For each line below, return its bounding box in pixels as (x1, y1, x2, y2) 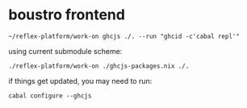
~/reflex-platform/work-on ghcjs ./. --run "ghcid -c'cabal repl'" (8, 32, 241, 40)
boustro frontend (8, 6, 125, 24)
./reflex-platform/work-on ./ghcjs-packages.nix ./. (8, 62, 190, 70)
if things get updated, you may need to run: (8, 76, 153, 85)
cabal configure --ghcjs (8, 91, 92, 100)
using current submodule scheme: (8, 46, 123, 56)
